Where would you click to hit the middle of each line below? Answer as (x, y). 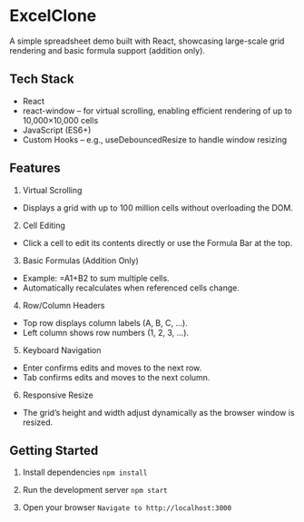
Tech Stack (42, 79)
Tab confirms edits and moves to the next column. (116, 377)
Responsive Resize (58, 395)
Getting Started (54, 450)
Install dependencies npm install (85, 472)
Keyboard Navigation (62, 350)
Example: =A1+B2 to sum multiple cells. (96, 278)
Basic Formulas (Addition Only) (80, 261)
